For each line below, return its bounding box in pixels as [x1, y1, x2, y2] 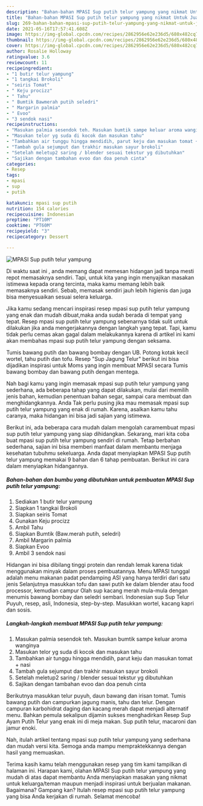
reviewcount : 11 [6, 59, 47, 65]
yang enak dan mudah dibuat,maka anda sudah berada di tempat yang [6, 311, 182, 319]
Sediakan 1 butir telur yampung [14, 498, 92, 505]
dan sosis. [6, 606, 32, 613]
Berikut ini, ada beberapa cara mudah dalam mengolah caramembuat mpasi [6, 423, 195, 431]
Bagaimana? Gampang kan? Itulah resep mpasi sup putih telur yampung [6, 786, 185, 793]
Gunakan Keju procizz [14, 517, 70, 524]
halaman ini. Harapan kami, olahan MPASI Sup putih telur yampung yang [6, 767, 186, 774]
